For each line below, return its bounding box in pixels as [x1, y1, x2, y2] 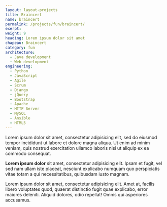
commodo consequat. [5, 150, 51, 156]
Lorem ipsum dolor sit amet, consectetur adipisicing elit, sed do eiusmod [5, 134, 157, 140]
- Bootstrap [10, 97, 36, 102]
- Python [10, 69, 28, 74]
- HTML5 [10, 120, 26, 126]
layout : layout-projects [5, 7, 58, 13]
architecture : [5, 50, 36, 55]
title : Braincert [5, 12, 42, 17]
